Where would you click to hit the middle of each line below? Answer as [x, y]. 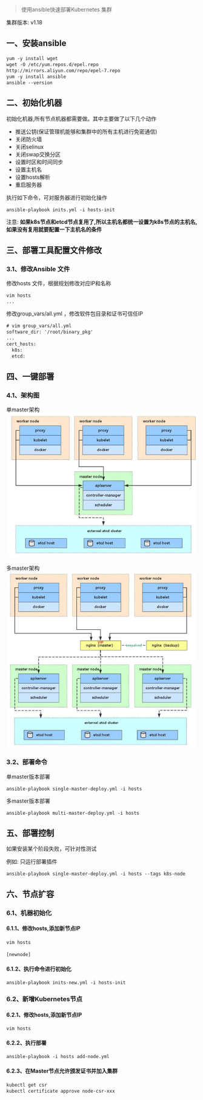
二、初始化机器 [34, 103]
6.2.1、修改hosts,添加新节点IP [44, 1014]
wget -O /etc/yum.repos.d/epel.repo [52, 64]
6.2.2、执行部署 [26, 1042]
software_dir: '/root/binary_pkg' [50, 332]
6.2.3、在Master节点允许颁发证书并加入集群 [62, 1071]
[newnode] [19, 954]
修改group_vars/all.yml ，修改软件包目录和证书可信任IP [75, 314]
